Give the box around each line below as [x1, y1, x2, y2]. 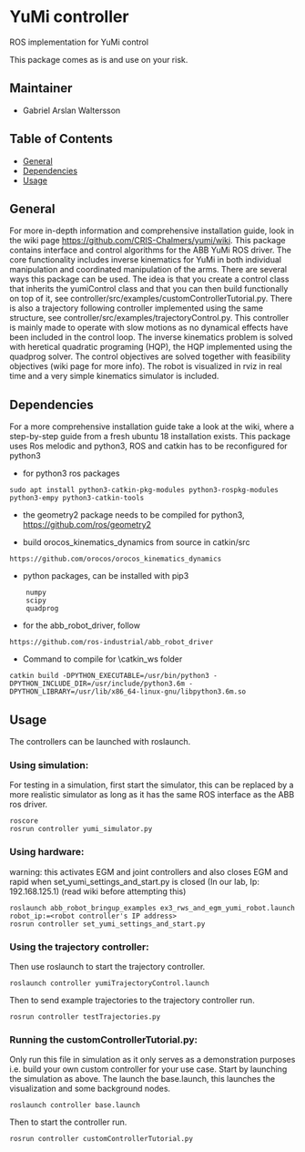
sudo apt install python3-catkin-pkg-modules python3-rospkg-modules [9, 486, 280, 495]
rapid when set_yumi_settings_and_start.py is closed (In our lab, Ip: [9, 876, 259, 887]
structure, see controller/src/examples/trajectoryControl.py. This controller [9, 313, 290, 324]
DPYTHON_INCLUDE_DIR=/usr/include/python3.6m [9, 679, 185, 689]
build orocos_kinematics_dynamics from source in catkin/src [22, 537, 250, 548]
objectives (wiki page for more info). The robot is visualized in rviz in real [9, 361, 282, 372]
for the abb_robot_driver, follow [22, 620, 141, 631]
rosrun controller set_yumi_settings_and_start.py [9, 919, 206, 929]
